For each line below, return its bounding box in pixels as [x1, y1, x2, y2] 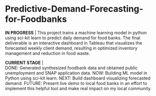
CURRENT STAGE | [5, 60, 44, 65]
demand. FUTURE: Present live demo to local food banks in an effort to [5, 80, 147, 86]
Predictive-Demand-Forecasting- [5, 3, 143, 15]
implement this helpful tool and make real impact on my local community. [5, 85, 152, 91]
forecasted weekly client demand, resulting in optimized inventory [5, 45, 138, 51]
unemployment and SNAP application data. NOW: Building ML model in [5, 70, 148, 76]
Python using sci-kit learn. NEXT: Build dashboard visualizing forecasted [5, 75, 151, 81]
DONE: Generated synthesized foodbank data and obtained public [5, 64, 138, 71]
